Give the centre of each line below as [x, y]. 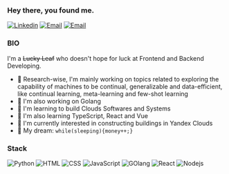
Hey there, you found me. [51, 10]
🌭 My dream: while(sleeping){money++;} [75, 130]
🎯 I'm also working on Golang [59, 101]
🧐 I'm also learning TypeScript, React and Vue [83, 115]
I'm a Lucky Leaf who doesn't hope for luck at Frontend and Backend [106, 58]
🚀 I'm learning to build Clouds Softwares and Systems [94, 108]
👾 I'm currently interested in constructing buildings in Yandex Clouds [115, 123]
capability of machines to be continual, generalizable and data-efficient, [120, 86]
